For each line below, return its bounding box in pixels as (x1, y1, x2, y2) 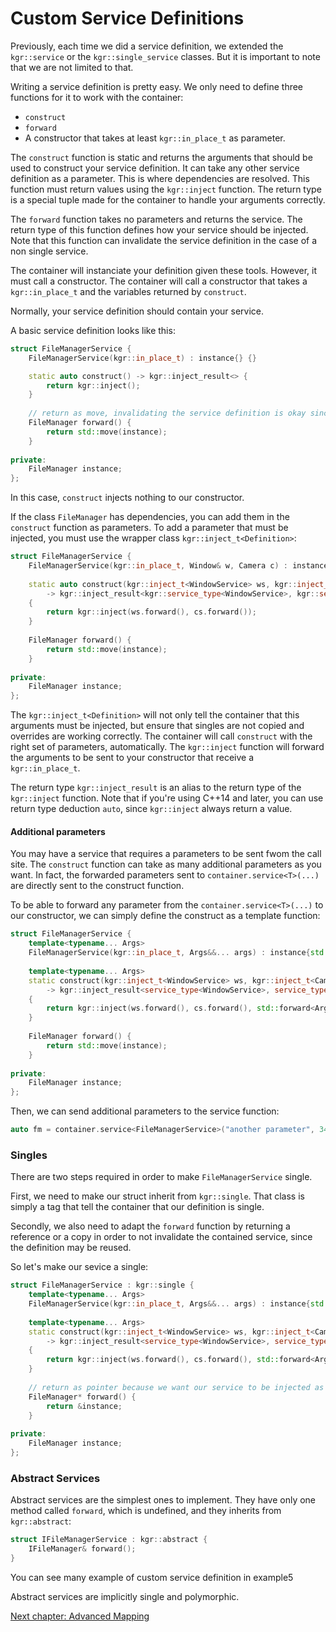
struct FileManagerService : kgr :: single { (10, 1280, 195, 1291)
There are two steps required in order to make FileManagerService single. (10, 1171, 313, 1183)
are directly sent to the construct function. (10, 880, 185, 892)
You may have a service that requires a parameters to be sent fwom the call (10, 848, 322, 860)
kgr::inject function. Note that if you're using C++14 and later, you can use (10, 792, 324, 804)
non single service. (10, 245, 89, 257)
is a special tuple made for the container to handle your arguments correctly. (10, 193, 326, 206)
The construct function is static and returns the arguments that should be (10, 151, 313, 163)
